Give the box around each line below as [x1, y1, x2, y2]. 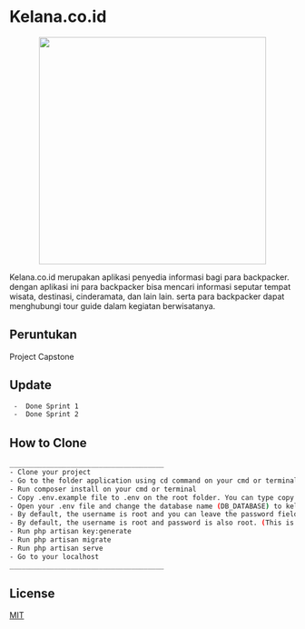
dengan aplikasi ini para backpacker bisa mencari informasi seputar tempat [9, 281, 291, 292]
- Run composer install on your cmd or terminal [9, 484, 197, 494]
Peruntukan [9, 327, 77, 343]
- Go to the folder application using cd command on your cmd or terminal [9, 475, 299, 485]
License [9, 585, 55, 601]
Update [9, 377, 53, 393]
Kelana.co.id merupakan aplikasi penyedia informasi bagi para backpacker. [9, 271, 290, 283]
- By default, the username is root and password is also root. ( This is [9, 518, 295, 528]
